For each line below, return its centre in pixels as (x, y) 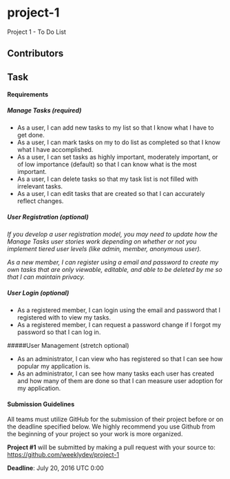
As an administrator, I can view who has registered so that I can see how (120, 359)
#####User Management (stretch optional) (68, 346)
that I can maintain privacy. (46, 277)
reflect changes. (40, 201)
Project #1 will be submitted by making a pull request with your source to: (111, 447)
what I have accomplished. (55, 150)
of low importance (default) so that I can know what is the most (107, 164)
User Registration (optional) (48, 217)
